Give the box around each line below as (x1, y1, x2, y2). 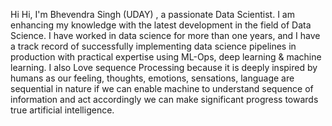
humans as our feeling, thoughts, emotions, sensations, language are (10, 72, 295, 84)
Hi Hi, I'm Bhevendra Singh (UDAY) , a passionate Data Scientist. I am (10, 9, 295, 20)
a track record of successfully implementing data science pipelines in (10, 40, 297, 52)
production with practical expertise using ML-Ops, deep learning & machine (10, 51, 322, 63)
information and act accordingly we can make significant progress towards (10, 94, 319, 105)
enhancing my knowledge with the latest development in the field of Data (10, 19, 312, 31)
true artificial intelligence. (10, 104, 115, 116)
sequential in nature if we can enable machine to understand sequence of (10, 83, 314, 94)
